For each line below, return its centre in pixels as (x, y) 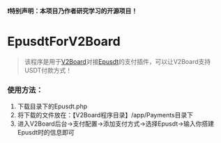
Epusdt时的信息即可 (46, 133)
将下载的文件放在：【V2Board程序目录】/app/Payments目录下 (105, 115)
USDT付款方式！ (48, 70)
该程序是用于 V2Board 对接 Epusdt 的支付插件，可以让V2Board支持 (117, 61)
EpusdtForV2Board (64, 42)
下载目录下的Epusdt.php (52, 106)
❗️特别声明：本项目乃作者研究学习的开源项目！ (73, 11)
